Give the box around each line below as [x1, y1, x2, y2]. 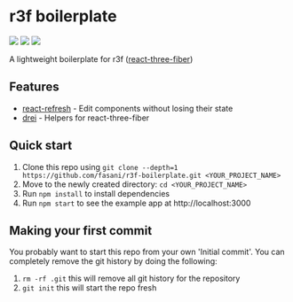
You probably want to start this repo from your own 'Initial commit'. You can [9, 246, 286, 258]
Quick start [9, 138, 73, 153]
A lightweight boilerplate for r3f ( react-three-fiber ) [9, 53, 194, 64]
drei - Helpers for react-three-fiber [21, 112, 150, 123]
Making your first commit [9, 223, 153, 238]
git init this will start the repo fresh [21, 283, 157, 293]
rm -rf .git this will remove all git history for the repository [21, 273, 241, 284]
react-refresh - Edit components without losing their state [21, 103, 234, 113]
